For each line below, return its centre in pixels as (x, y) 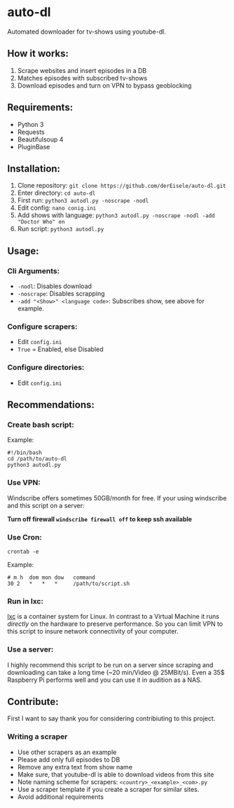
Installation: (34, 169)
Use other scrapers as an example (67, 752)
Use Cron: (25, 537)
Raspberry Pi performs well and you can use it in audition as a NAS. (105, 680)
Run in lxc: (26, 601)
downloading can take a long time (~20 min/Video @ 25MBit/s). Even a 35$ (116, 672)
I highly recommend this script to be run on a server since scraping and (110, 665)
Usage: (23, 251)
